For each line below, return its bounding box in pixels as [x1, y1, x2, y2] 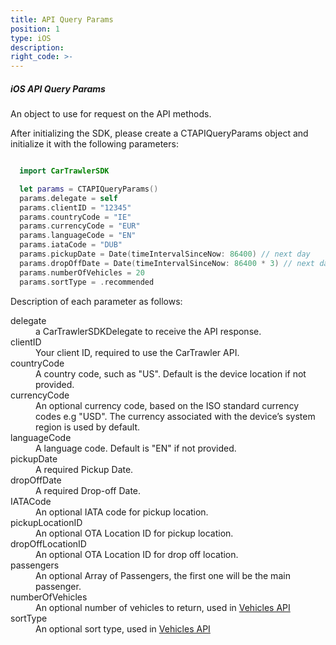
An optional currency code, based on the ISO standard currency [35, 399, 300, 411]
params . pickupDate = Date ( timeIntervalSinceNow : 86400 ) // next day [19, 249, 311, 260]
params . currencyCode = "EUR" [19, 221, 141, 231]
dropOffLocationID [10, 537, 87, 550]
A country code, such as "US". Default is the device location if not [35, 367, 307, 380]
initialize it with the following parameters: [10, 138, 179, 150]
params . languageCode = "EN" [19, 231, 137, 241]
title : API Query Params [10, 14, 114, 25]
